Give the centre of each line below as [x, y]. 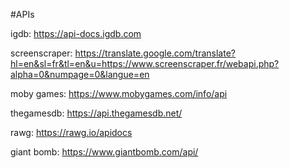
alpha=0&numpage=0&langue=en [80, 74]
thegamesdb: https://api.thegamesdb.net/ [96, 113]
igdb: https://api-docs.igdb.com [76, 33]
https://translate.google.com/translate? [155, 53]
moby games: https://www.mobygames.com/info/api [119, 93]
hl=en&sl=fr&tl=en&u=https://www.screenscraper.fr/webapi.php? [145, 63]
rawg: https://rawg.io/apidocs [71, 132]
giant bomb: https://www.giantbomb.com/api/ [104, 152]
